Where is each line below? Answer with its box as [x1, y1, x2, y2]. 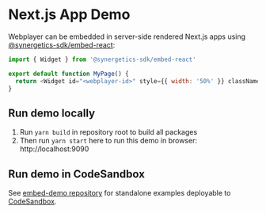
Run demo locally [8, 106, 96, 120]
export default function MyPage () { [8, 70, 129, 78]
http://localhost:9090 [19, 144, 89, 154]
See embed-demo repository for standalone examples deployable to [8, 188, 231, 198]
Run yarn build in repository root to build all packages [19, 127, 198, 137]
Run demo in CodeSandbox [8, 167, 145, 181]
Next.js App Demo [8, 6, 131, 24]
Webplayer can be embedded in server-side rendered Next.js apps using [8, 32, 246, 41]
